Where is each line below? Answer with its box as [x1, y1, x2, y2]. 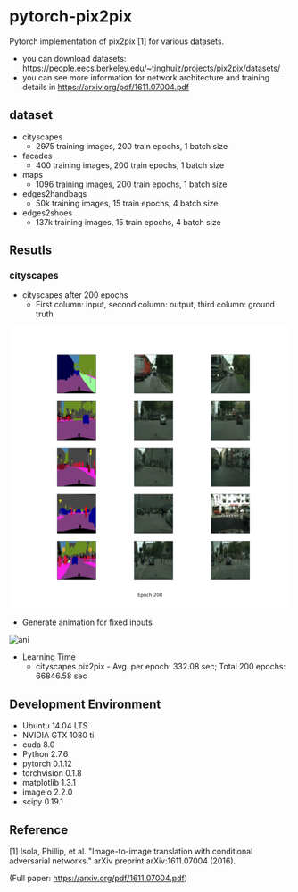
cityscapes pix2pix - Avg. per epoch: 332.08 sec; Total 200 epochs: [35, 661, 286, 672]
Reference [9, 822, 69, 837]
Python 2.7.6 [21, 749, 69, 760]
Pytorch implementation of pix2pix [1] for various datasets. [9, 36, 225, 46]
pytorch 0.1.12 [21, 758, 73, 770]
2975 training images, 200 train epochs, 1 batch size [35, 140, 228, 151]
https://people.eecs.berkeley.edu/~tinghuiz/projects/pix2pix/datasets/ [21, 63, 281, 73]
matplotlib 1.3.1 [21, 778, 76, 788]
